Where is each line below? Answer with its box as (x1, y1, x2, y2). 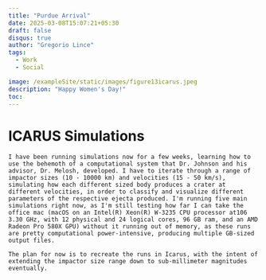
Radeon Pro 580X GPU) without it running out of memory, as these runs (8, 223, 251, 231)
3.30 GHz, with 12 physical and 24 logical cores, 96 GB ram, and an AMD (8, 216, 259, 224)
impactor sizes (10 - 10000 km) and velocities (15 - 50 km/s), (8, 174, 226, 182)
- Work (15, 56, 37, 64)
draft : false (8, 26, 52, 34)
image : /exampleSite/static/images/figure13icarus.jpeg (8, 77, 198, 86)
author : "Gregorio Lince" (8, 41, 94, 49)
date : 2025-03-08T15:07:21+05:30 (8, 19, 119, 27)
